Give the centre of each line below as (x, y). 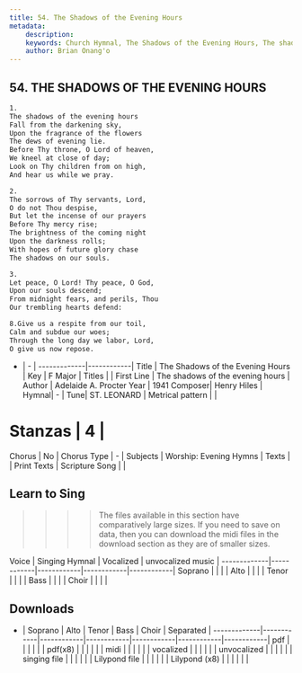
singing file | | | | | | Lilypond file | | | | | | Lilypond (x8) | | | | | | (135, 659)
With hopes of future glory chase (74, 249)
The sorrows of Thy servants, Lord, (78, 199)
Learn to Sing (47, 494)
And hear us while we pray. (62, 175)
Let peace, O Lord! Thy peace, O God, (82, 283)
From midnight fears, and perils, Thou (84, 299)
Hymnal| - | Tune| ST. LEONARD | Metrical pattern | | (120, 394)
